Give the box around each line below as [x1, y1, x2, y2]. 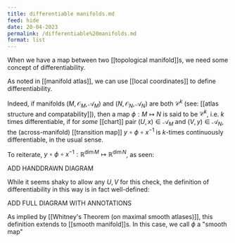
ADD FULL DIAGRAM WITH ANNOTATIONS [7, 199, 132, 208]
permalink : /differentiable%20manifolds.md [7, 30, 137, 37]
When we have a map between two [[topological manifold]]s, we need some [7, 56, 229, 64]
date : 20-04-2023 [7, 23, 58, 30]
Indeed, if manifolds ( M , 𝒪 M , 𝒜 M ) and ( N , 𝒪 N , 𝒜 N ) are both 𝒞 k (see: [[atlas [7, 98, 220, 109]
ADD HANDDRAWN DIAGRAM [7, 164, 94, 173]
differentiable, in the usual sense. [7, 135, 104, 144]
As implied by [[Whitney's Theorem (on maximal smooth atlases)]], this [7, 213, 213, 221]
